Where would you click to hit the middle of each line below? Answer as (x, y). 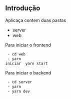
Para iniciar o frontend (28, 45)
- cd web (16, 54)
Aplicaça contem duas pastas (36, 20)
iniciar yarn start (27, 63)
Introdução (23, 8)
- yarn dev (18, 91)
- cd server (20, 82)
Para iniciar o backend (28, 73)
